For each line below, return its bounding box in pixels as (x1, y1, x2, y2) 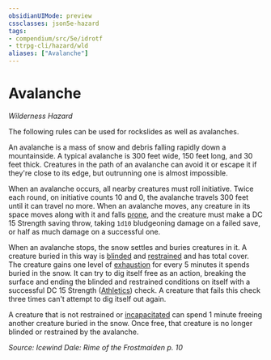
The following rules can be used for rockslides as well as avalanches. (8, 126, 239, 136)
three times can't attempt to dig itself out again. (8, 294, 167, 303)
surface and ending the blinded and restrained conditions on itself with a (8, 277, 251, 286)
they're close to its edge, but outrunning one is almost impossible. (8, 167, 228, 178)
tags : (8, 27, 27, 35)
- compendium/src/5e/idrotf (8, 34, 104, 43)
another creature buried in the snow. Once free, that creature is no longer (8, 318, 253, 328)
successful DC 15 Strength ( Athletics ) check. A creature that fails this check (8, 285, 261, 295)
